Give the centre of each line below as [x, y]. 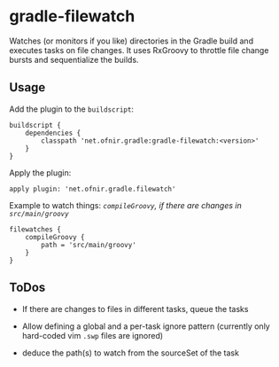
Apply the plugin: [40, 172]
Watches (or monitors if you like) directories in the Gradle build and [132, 41]
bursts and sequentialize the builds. [74, 59]
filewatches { [35, 229]
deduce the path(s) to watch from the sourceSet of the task [130, 353]
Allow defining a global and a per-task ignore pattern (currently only [146, 326]
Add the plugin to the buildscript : [72, 109]
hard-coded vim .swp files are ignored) [93, 335]
